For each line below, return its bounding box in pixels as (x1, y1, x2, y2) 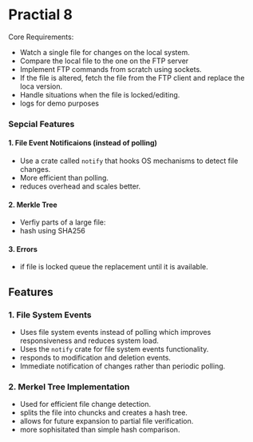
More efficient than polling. (19, 173, 109, 183)
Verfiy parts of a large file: (19, 217, 106, 227)
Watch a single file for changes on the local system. (19, 47, 190, 57)
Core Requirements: (8, 32, 74, 42)
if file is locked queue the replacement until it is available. (19, 262, 209, 272)
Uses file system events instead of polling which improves (19, 328, 211, 337)
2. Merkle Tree (8, 200, 57, 209)
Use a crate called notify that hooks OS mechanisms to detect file (19, 156, 239, 165)
